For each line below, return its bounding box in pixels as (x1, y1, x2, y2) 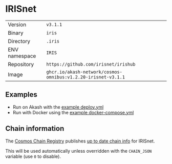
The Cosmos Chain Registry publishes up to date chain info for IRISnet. (5, 138, 155, 144)
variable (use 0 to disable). (5, 153, 61, 159)
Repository (8, 60, 34, 68)
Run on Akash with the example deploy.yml (12, 104, 104, 110)
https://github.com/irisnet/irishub (46, 61, 136, 67)
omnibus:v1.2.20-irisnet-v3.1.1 (46, 74, 125, 80)
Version (8, 21, 27, 28)
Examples (5, 90, 37, 99)
